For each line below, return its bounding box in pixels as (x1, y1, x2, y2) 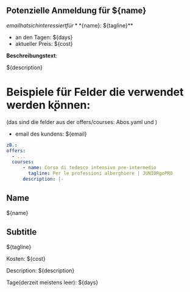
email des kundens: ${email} (15, 130, 87, 137)
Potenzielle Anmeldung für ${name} (6, 5, 147, 16)
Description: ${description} (6, 266, 75, 274)
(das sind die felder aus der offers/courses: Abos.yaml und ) (6, 118, 157, 125)
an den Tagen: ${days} (15, 34, 73, 41)
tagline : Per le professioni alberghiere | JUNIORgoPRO (28, 170, 173, 177)
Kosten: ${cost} (6, 255, 46, 262)
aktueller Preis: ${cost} (15, 40, 73, 47)
